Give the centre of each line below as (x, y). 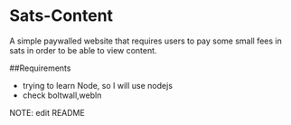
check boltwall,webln (62, 95)
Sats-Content (61, 16)
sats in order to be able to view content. (83, 50)
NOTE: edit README (47, 112)
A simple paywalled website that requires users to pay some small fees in (146, 41)
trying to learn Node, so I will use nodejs (98, 85)
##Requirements (40, 68)
